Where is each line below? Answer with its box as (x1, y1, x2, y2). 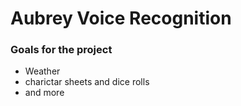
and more (24, 87, 65, 99)
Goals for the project (10, 43, 113, 57)
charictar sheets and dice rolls (24, 76, 150, 88)
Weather (24, 65, 61, 77)
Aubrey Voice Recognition (10, 7, 232, 30)
